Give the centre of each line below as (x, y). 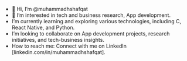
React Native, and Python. (43, 27)
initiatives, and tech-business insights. (58, 40)
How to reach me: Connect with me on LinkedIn (69, 46)
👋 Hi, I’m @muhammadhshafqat (50, 9)
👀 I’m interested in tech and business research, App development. (91, 15)
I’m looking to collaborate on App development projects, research (91, 34)
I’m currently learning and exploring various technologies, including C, (96, 21)
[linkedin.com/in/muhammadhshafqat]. (58, 52)
